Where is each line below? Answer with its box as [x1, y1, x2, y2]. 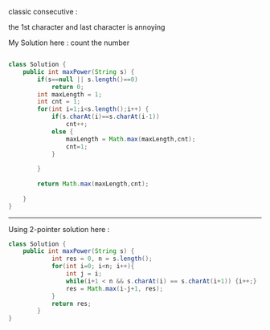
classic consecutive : [8, 7, 78, 16]
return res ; [51, 299, 92, 308]
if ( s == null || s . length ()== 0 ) [37, 75, 138, 84]
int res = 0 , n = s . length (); [51, 255, 153, 263]
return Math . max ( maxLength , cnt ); [37, 180, 149, 188]
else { [51, 128, 74, 136]
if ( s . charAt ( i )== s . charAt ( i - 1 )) [51, 112, 160, 121]
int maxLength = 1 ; [37, 90, 103, 99]
